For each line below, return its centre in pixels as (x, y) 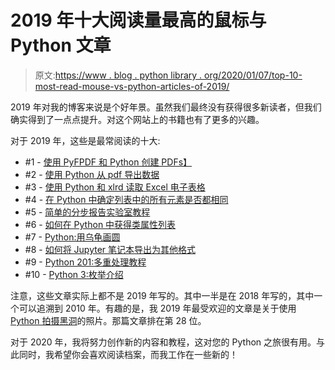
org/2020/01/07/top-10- (253, 75)
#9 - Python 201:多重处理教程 (85, 262)
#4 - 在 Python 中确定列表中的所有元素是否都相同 (126, 199)
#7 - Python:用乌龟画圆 (72, 237)
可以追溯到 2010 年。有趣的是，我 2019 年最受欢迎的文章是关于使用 (157, 308)
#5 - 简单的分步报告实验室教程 (87, 212)
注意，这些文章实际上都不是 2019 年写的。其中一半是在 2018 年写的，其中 (162, 295)
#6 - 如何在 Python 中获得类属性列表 (100, 224)
